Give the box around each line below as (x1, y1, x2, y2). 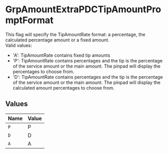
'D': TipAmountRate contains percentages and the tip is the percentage (12, 74, 163, 80)
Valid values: (5, 42, 32, 48)
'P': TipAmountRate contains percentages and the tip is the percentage (12, 57, 163, 63)
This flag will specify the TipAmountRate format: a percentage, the (5, 31, 145, 37)
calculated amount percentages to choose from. (12, 84, 115, 91)
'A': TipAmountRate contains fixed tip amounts (12, 52, 111, 58)
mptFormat (5, 14, 54, 26)
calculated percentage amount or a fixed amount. (5, 37, 110, 43)
